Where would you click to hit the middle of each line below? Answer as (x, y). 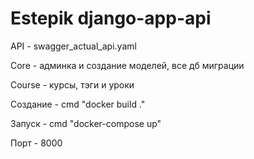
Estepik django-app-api (111, 18)
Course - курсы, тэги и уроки (72, 84)
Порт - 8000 (36, 143)
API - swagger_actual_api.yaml (73, 46)
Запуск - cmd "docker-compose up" (86, 123)
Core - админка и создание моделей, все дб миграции (127, 65)
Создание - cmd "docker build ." (78, 104)
